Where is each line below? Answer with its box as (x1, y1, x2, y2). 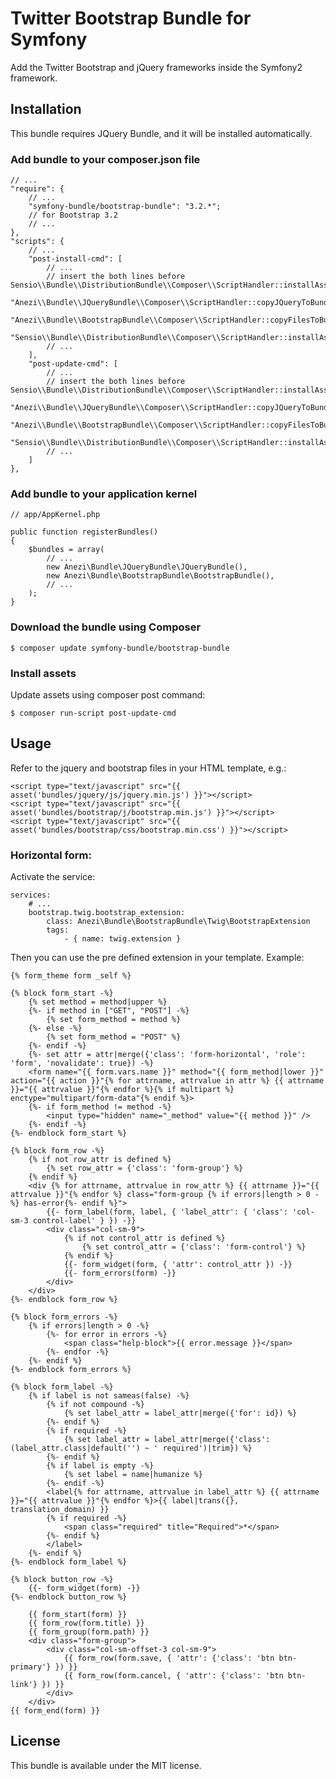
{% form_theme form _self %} (10, 971, 132, 981)
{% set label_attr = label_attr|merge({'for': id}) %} (63, 1408, 298, 1419)
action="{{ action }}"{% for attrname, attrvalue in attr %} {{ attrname (10, 1076, 325, 1086)
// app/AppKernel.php (10, 510, 101, 520)
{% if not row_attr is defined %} (28, 1155, 172, 1165)
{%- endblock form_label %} (10, 1557, 128, 1567)
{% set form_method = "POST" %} (46, 1032, 182, 1042)
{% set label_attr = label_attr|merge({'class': (63, 1435, 271, 1445)
